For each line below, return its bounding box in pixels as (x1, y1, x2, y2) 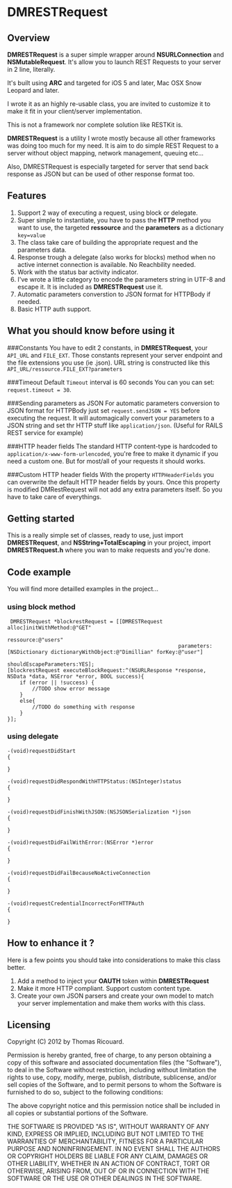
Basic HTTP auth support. (17, 305, 92, 313)
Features (7, 190, 47, 202)
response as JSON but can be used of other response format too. (7, 170, 195, 178)
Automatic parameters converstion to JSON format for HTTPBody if (17, 290, 210, 298)
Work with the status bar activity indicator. (17, 268, 139, 276)
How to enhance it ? (7, 937, 95, 949)
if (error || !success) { (19, 679, 95, 686)
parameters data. (17, 245, 67, 254)
